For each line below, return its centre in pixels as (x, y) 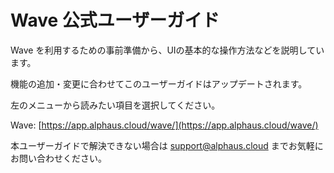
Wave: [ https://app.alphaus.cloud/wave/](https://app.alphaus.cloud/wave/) (164, 125)
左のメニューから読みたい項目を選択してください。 (115, 105)
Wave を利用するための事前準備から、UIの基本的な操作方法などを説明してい (167, 50)
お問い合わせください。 (58, 158)
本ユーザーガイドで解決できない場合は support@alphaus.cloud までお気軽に (167, 145)
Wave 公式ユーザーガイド (115, 20)
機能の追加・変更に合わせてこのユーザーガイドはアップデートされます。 (159, 83)
